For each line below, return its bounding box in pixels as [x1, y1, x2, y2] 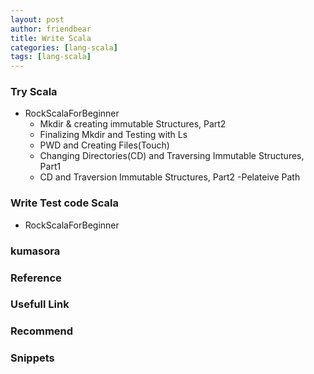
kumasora [10, 244, 61, 258]
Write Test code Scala [10, 196, 119, 210]
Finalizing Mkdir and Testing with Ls [39, 129, 188, 141]
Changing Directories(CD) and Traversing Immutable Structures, [39, 150, 305, 162]
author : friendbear [10, 24, 92, 34]
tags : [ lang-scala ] [10, 52, 92, 62]
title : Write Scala [10, 33, 92, 43]
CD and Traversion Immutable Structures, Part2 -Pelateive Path [39, 171, 301, 183]
